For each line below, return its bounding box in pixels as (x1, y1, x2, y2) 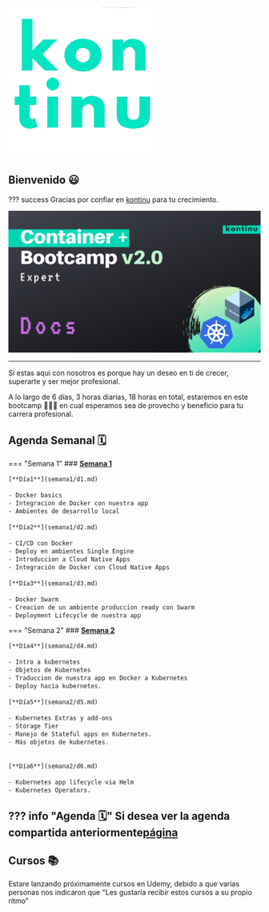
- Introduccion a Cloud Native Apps (8, 555, 130, 563)
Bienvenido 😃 (8, 173, 80, 187)
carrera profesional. (8, 410, 74, 419)
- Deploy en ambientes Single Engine (8, 547, 134, 555)
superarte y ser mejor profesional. (8, 377, 121, 386)
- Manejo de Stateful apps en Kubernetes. (8, 730, 152, 739)
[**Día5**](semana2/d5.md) (8, 698, 98, 707)
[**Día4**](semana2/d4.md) (8, 642, 98, 651)
